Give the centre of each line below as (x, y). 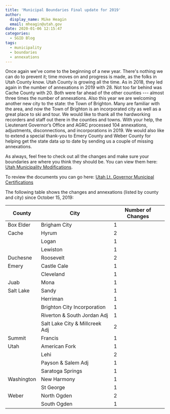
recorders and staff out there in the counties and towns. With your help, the (84, 120)
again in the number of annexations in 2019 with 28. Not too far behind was (83, 88)
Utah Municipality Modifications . (39, 167)
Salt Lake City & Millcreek (71, 323)
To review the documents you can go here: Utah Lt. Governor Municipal (80, 177)
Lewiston (52, 250)
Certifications (19, 182)
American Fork (59, 346)
